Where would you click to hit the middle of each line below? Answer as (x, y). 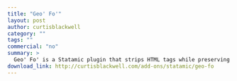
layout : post (27, 20)
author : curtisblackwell (44, 27)
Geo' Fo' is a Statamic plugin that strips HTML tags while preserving (122, 60)
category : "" (27, 33)
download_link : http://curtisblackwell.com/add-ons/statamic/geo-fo (111, 66)
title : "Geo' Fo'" (34, 14)
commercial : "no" (33, 46)
